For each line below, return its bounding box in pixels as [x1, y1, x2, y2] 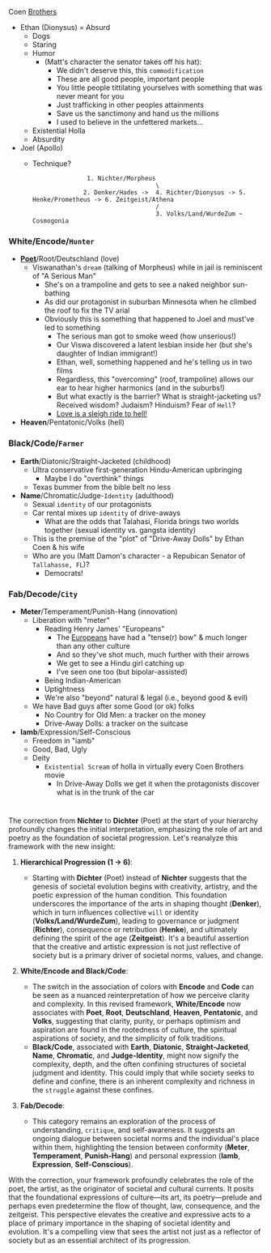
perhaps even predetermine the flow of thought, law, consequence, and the [8, 1201, 260, 1211]
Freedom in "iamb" [32, 735, 95, 745]
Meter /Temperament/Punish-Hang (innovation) [19, 607, 178, 616]
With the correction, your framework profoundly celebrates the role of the [8, 1175, 254, 1185]
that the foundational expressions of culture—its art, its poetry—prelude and [8, 1192, 263, 1202]
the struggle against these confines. [32, 1085, 155, 1095]
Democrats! [44, 568, 83, 577]
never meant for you [56, 92, 125, 100]
